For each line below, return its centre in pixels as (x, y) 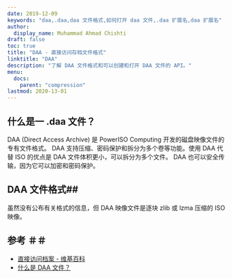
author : (19, 26)
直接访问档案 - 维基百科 (51, 258)
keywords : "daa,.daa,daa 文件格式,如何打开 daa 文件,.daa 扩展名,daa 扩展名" (115, 20)
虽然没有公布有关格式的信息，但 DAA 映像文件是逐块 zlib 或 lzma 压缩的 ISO (116, 208)
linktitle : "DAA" (32, 59)
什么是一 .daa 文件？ (51, 122)
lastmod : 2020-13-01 (37, 91)
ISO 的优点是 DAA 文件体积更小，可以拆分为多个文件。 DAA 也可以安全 (117, 157)
